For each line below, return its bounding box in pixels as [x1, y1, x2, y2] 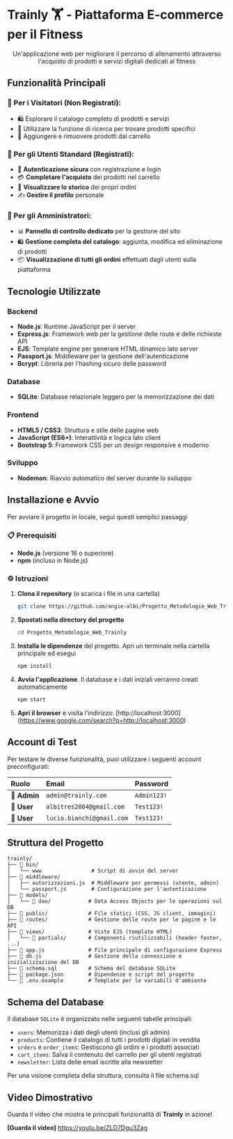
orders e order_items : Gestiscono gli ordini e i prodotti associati [17, 1043, 200, 1051]
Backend [7, 306, 38, 316]
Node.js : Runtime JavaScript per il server [17, 322, 136, 330]
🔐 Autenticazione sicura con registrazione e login [17, 165, 161, 173]
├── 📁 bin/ [7, 862, 39, 869]
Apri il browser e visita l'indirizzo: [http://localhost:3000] [17, 708, 181, 717]
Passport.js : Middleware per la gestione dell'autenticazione [17, 351, 189, 360]
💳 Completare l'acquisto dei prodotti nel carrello [17, 173, 160, 181]
